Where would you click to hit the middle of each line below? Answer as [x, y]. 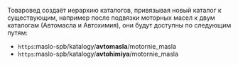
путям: [18, 32]
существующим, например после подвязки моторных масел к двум [111, 18]
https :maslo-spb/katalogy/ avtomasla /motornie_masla [97, 46]
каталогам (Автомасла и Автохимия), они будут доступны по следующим [119, 25]
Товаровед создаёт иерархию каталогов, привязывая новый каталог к [114, 10]
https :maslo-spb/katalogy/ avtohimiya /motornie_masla [98, 54]
